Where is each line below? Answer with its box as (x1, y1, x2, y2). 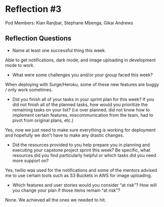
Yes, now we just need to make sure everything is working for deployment (5, 127, 156, 133)
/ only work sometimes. (5, 87, 53, 93)
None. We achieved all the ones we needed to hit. (5, 197, 106, 203)
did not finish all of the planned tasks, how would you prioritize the (12, 102, 148, 107)
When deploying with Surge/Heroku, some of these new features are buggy (5, 81, 159, 87)
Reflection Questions (5, 34, 72, 43)
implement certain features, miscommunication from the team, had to (12, 112, 154, 118)
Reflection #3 (5, 3, 62, 15)
